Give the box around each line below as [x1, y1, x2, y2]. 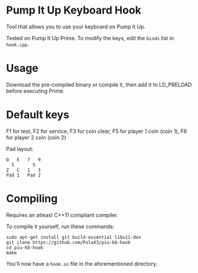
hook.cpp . [6, 41, 30, 48]
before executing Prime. [6, 87, 65, 95]
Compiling [6, 192, 58, 205]
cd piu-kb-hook [6, 245, 44, 251]
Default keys [6, 108, 70, 122]
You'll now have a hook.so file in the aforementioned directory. [6, 260, 158, 267]
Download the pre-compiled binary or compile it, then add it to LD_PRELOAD [6, 81, 192, 88]
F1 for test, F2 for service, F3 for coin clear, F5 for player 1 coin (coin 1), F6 [6, 128, 187, 135]
